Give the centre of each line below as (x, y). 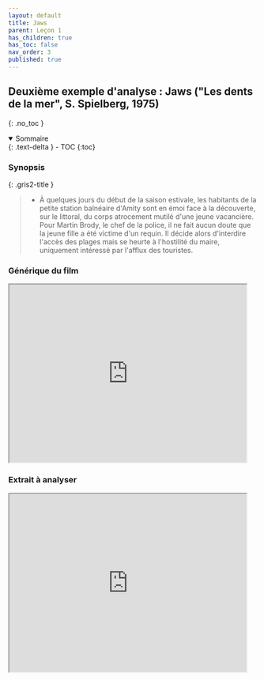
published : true (35, 60)
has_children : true (40, 38)
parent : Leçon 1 (35, 30)
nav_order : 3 (30, 52)
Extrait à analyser (43, 480)
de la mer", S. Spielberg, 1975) (84, 104)
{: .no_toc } (26, 123)
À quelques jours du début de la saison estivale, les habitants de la (148, 199)
